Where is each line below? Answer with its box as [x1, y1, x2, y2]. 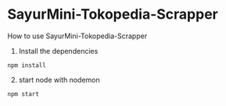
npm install [7, 61, 46, 69]
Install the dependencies [18, 46, 99, 55]
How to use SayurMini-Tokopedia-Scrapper [7, 31, 148, 41]
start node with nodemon [18, 75, 101, 84]
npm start [7, 90, 40, 98]
